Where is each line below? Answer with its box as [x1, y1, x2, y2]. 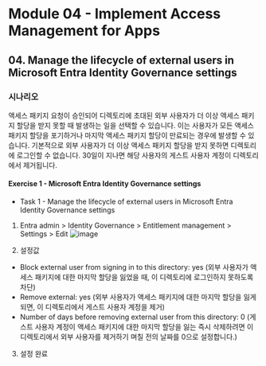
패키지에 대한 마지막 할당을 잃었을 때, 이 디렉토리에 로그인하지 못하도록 [34, 272, 254, 282]
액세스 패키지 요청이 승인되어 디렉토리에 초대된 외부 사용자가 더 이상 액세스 [8, 111, 241, 120]
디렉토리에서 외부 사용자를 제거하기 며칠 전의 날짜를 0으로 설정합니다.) [19, 332, 237, 342]
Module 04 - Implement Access [8, 5, 221, 23]
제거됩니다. [22, 160, 58, 169]
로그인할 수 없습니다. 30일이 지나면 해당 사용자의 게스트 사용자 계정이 [16, 150, 232, 160]
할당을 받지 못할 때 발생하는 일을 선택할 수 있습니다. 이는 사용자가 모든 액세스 [16, 120, 255, 130]
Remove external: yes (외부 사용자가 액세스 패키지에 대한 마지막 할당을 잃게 [19, 292, 257, 302]
